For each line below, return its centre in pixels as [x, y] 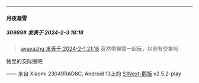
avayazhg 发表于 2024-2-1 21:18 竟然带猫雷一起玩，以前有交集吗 [99, 48]
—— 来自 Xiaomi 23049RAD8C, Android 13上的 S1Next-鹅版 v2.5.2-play [94, 74]
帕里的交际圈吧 [24, 61]
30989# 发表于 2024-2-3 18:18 [45, 32]
